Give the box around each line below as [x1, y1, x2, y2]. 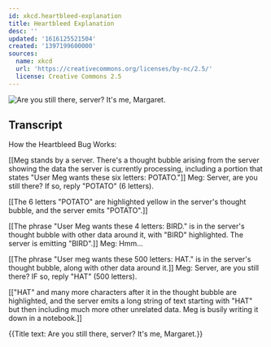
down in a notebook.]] [8, 314, 83, 323]
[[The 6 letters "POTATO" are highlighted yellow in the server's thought [8, 197, 247, 207]
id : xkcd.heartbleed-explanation [8, 11, 122, 20]
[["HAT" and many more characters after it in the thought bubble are [8, 288, 238, 297]
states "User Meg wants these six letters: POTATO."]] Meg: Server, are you [8, 172, 258, 183]
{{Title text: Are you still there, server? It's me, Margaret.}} [8, 329, 203, 339]
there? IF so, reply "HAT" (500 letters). [8, 271, 138, 281]
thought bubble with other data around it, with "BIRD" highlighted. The [8, 230, 244, 240]
